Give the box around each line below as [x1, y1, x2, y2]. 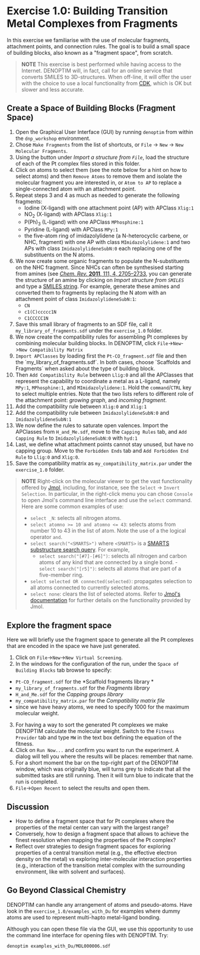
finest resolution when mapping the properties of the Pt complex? [15, 836, 176, 843]
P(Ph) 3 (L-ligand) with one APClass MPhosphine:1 [24, 218, 144, 227]
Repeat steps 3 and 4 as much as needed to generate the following [15, 192, 180, 199]
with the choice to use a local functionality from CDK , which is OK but [21, 79, 192, 87]
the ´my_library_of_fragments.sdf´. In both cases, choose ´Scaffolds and [15, 359, 191, 366]
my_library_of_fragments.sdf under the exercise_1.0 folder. [15, 327, 163, 334]
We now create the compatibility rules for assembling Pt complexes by [15, 333, 188, 340]
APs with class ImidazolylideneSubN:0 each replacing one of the [24, 245, 182, 252]
